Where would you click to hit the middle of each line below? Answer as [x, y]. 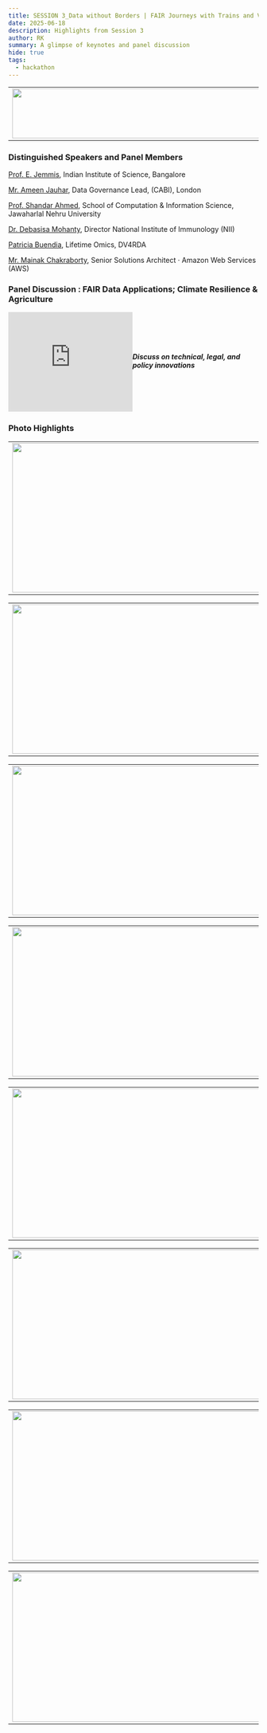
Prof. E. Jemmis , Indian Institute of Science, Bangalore [97, 174]
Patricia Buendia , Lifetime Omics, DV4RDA [77, 245]
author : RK [26, 38]
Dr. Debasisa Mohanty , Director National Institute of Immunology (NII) [122, 229]
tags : [17, 61]
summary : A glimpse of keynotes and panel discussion [99, 45]
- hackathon [35, 68]
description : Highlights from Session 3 [76, 30]
